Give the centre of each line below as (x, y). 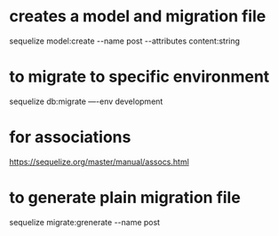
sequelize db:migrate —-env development (86, 101)
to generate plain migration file (125, 198)
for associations (70, 137)
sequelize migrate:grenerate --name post (85, 222)
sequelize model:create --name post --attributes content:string (125, 41)
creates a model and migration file (138, 16)
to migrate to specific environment (139, 77)
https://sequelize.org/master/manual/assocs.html (99, 161)
